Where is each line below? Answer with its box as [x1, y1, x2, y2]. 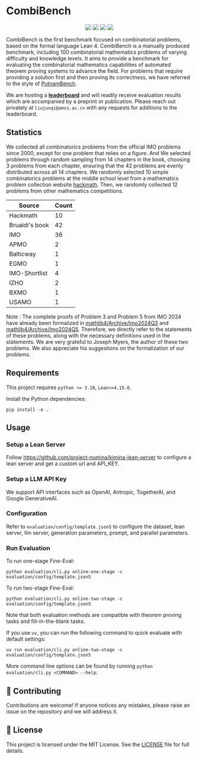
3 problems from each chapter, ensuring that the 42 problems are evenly [6, 162, 183, 169]
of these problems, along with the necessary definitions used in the [6, 332, 170, 339]
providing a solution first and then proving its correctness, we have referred [6, 73, 190, 81]
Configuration [6, 509, 47, 517]
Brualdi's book [9, 221, 49, 229]
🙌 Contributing [6, 686, 61, 696]
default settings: [6, 635, 46, 643]
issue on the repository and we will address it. [6, 707, 118, 715]
